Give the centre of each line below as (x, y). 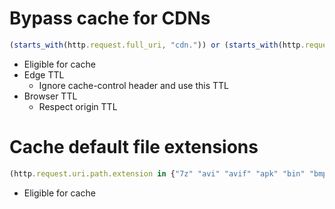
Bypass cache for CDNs (110, 18)
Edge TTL (44, 74)
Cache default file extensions (134, 147)
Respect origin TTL (78, 106)
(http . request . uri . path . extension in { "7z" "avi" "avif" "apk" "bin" (157, 173)
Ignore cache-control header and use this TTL (133, 85)
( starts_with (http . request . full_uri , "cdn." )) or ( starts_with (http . (157, 45)
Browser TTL (50, 96)
